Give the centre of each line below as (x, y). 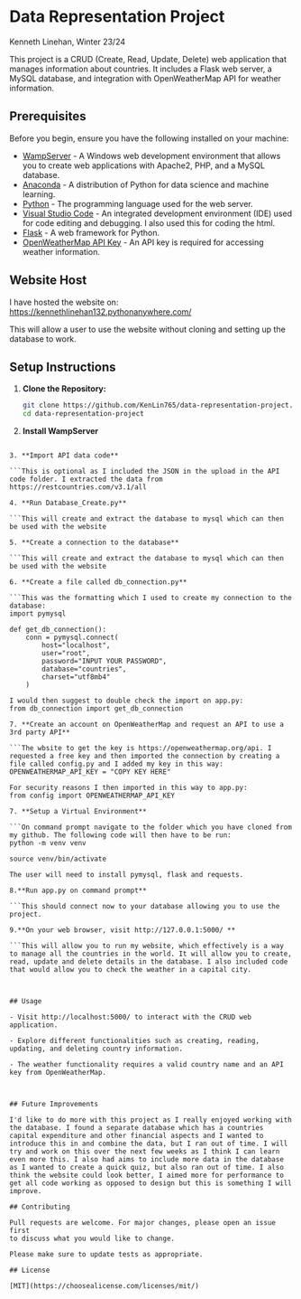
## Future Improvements (54, 1105)
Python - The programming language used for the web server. (138, 203)
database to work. (43, 339)
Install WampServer (60, 431)
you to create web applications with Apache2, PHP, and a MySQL (144, 165)
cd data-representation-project (83, 414)
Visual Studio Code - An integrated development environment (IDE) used (157, 213)
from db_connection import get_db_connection (96, 709)
